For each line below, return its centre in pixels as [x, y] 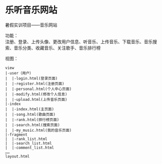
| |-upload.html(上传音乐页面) [36, 99]
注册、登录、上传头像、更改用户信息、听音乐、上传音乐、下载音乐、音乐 [79, 41]
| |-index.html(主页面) [30, 109]
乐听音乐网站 [31, 10]
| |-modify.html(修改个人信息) [36, 94]
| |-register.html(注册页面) [35, 83]
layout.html [17, 156]
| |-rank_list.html [27, 139]
